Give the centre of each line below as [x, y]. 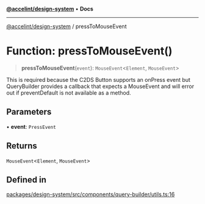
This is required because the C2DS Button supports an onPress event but [99, 79]
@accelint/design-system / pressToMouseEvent [67, 26]
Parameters [29, 112]
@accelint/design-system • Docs [50, 9]
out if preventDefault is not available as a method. [69, 93]
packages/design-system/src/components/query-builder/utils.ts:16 [91, 194]
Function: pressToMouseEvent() [89, 51]
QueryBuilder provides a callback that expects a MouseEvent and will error [100, 86]
